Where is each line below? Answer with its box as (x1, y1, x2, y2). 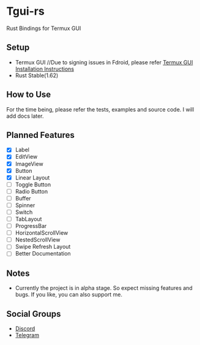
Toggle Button (15, 181, 51, 188)
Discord (15, 325, 35, 332)
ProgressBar (15, 222, 47, 230)
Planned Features (6, 130, 75, 140)
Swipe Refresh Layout (15, 243, 71, 251)
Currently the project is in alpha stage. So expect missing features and (15, 284, 193, 292)
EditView (15, 153, 38, 161)
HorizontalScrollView (15, 229, 69, 237)
